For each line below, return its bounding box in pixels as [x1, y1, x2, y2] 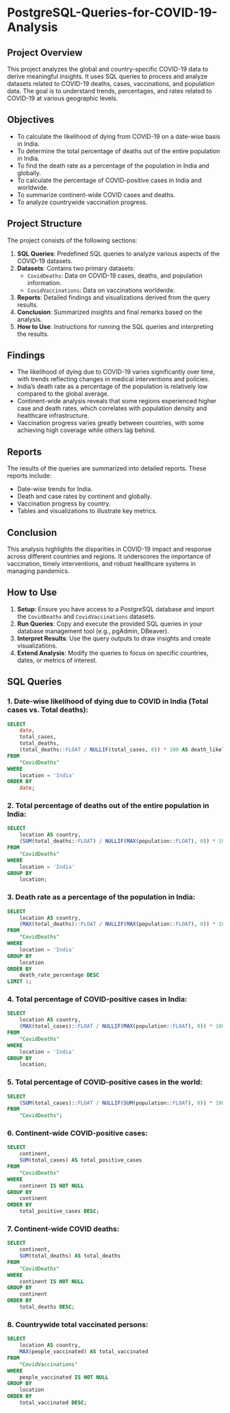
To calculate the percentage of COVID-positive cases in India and [16, 176, 202, 184]
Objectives [7, 114, 55, 126]
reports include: [7, 472, 52, 480]
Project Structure [7, 218, 82, 229]
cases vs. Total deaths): [7, 705, 89, 715]
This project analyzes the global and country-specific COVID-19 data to [7, 65, 209, 73]
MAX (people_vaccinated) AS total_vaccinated [19, 1348, 149, 1355]
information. [27, 278, 62, 286]
